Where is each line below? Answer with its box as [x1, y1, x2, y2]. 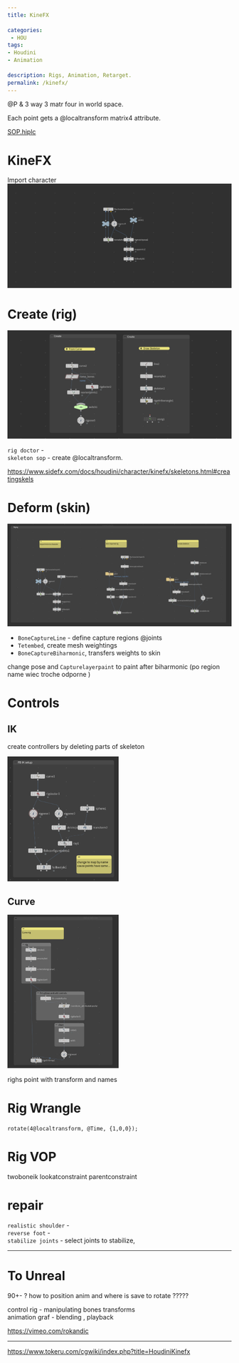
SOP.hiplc [7, 127, 36, 136]
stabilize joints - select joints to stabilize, [7, 1236, 135, 1245]
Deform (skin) [7, 500, 91, 516]
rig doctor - [7, 446, 44, 454]
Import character [7, 175, 57, 185]
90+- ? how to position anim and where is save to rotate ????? [7, 1291, 189, 1300]
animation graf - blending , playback [7, 1312, 114, 1321]
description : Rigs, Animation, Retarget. [7, 71, 132, 78]
